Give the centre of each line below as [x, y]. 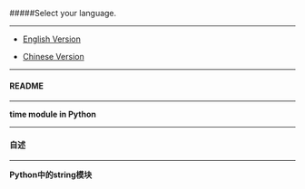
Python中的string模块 [51, 175]
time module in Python [53, 114]
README [26, 86]
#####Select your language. [63, 13]
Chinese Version [53, 57]
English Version [52, 39]
